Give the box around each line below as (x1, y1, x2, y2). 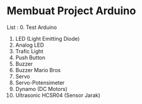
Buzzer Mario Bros (15, 66, 61, 73)
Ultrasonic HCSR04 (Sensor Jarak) (15, 92, 101, 99)
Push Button (15, 54, 46, 61)
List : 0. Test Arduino (7, 24, 57, 31)
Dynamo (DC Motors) (15, 85, 67, 92)
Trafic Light (15, 47, 44, 54)
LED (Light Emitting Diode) (15, 35, 80, 42)
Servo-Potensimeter (15, 79, 65, 86)
